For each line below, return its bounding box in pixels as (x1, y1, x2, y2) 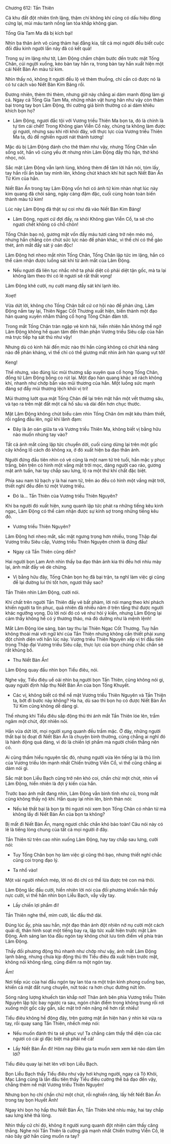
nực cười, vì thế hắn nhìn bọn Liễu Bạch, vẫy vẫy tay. (5, 892, 116, 898)
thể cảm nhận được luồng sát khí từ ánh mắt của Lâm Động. (5, 258, 131, 263)
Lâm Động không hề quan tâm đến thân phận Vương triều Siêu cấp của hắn (5, 329, 164, 335)
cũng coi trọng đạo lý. (12, 857, 59, 863)
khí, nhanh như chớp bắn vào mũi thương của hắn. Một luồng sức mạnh (5, 380, 155, 386)
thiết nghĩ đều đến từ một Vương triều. (5, 483, 86, 489)
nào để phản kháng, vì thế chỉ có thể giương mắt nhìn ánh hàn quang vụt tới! (5, 349, 165, 355)
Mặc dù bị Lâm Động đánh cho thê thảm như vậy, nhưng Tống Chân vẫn (5, 144, 157, 150)
